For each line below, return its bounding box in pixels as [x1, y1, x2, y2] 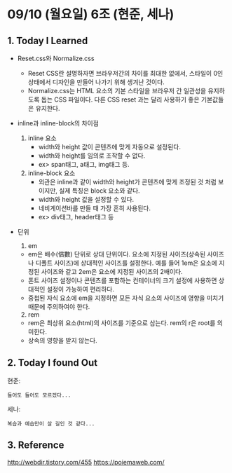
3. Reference [7, 439, 64, 451]
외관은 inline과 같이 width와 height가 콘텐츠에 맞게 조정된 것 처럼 [38, 178, 217, 186]
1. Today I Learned [7, 34, 88, 46]
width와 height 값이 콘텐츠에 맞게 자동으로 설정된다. [38, 143, 181, 151]
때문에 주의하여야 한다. [27, 303, 90, 310]
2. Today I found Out [7, 357, 98, 369]
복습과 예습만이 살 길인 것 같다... [7, 420, 95, 427]
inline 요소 [27, 134, 57, 142]
